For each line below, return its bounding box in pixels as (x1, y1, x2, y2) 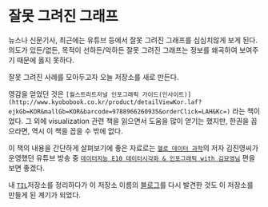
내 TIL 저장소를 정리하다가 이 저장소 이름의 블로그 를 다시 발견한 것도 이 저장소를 (8, 180, 254, 189)
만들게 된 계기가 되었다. (8, 189, 82, 200)
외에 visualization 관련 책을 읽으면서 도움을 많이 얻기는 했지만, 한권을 (33, 116, 250, 125)
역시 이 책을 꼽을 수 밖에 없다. (31, 125, 123, 136)
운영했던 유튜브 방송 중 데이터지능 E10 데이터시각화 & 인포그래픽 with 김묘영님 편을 (8, 153, 256, 162)
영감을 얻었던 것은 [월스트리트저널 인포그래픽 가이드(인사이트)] (8, 89, 192, 98)
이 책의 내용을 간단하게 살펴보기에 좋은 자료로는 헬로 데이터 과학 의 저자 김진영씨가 (8, 143, 258, 153)
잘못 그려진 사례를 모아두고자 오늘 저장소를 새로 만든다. (8, 72, 179, 82)
